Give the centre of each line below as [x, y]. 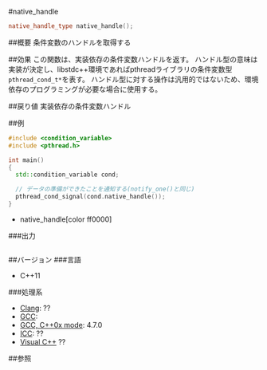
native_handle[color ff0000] [66, 219]
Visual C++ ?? [43, 341]
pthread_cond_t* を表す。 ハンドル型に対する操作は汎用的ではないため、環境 [133, 79]
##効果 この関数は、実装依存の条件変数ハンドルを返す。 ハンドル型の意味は [133, 59]
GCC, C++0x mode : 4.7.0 [61, 325]
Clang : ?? [35, 308]
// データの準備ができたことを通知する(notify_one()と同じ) [105, 189]
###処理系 [26, 292]
